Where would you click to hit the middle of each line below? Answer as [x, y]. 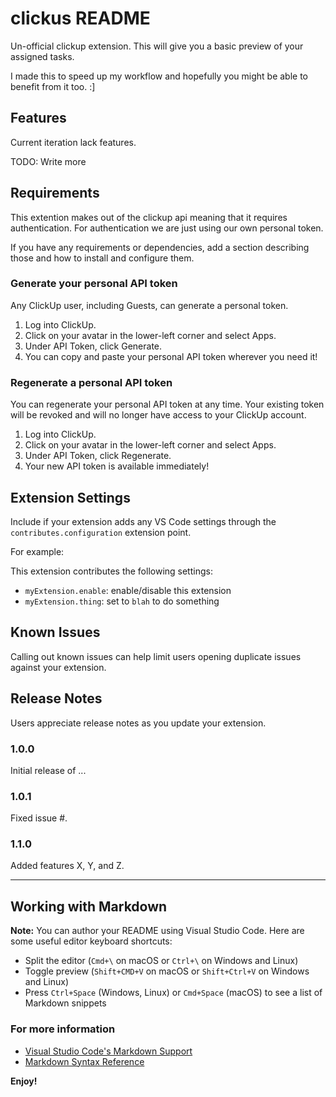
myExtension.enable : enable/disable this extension [128, 590]
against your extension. [58, 667]
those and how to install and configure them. [102, 258]
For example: [37, 551]
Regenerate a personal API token [91, 382]
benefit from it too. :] [53, 86]
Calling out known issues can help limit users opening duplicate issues [156, 656]
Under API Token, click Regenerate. [98, 456]
